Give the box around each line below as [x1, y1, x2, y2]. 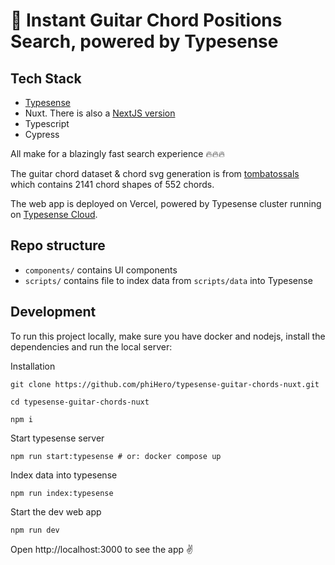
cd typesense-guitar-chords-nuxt [10, 397, 150, 407]
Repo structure [10, 237, 106, 254]
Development [10, 304, 97, 321]
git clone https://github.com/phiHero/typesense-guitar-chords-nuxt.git [10, 379, 320, 389]
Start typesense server [10, 432, 105, 444]
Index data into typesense [10, 469, 118, 481]
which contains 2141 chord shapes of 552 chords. [10, 179, 215, 190]
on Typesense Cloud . [10, 209, 98, 220]
